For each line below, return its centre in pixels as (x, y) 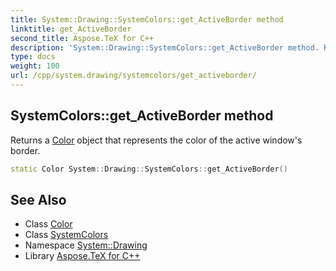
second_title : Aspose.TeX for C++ (82, 38)
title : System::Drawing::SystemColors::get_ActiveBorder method (147, 19)
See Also (38, 199)
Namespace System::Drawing (86, 245)
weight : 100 (35, 66)
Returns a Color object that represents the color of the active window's (156, 140)
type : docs (33, 57)
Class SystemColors (66, 235)
